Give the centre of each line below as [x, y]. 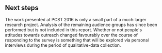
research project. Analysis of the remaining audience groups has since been [81, 25]
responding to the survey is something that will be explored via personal [77, 40]
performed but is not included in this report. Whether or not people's [73, 30]
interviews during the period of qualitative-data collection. [63, 45]
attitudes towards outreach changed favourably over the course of [72, 35]
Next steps [22, 8]
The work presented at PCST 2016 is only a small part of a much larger [76, 19]
